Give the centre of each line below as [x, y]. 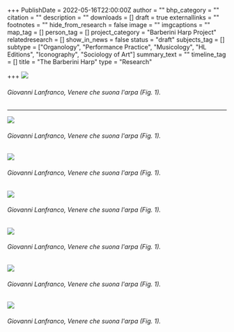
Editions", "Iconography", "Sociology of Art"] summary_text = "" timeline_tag [117, 54]
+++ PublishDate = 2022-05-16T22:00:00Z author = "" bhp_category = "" [113, 10]
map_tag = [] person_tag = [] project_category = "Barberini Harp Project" [112, 32]
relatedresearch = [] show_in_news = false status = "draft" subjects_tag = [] [116, 40]
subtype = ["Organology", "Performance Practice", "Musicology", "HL [107, 47]
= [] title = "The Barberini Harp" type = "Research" [80, 62]
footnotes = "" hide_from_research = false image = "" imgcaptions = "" [109, 25]
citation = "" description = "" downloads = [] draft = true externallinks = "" [113, 17]
